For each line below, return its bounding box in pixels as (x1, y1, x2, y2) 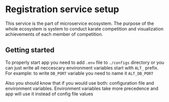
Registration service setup (5, 4, 119, 15)
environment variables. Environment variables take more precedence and (5, 85, 159, 91)
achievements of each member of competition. (5, 31, 103, 37)
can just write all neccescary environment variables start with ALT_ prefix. (5, 64, 159, 71)
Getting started (5, 46, 55, 54)
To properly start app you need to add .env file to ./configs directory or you (5, 59, 164, 65)
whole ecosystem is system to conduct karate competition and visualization (5, 25, 164, 31)
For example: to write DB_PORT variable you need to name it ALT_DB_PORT (5, 70, 154, 76)
